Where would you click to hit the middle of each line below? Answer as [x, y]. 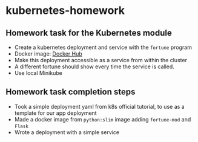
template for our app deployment [56, 113]
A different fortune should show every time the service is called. [94, 66]
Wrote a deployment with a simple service [67, 132]
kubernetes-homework [65, 11]
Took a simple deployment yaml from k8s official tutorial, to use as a [100, 106]
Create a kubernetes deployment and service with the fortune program [103, 47]
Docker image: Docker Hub [48, 54]
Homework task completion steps [71, 92]
